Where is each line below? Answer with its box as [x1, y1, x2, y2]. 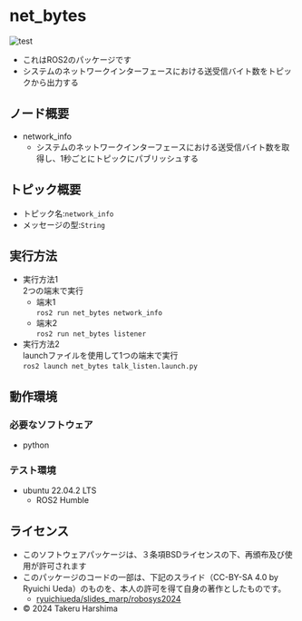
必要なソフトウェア [9, 419, 93, 431]
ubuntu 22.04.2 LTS [22, 485, 97, 496]
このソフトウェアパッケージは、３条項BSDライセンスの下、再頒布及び [22, 549, 286, 560]
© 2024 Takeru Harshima [22, 603, 118, 614]
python [22, 439, 50, 450]
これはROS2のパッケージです [22, 54, 132, 64]
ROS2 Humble [35, 495, 89, 506]
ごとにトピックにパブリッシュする [71, 153, 200, 163]
